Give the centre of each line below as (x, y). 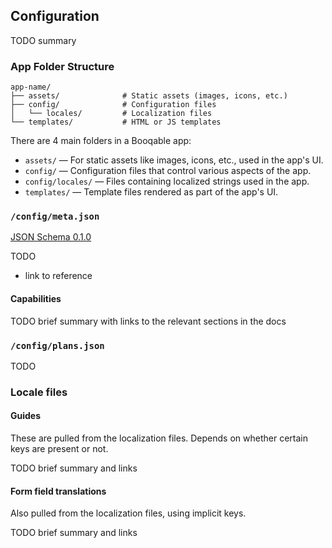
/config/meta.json (55, 217)
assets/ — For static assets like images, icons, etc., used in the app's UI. (174, 160)
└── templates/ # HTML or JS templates (116, 122)
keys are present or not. (59, 449)
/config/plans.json (57, 345)
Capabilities (36, 298)
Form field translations (58, 491)
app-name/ (31, 87)
